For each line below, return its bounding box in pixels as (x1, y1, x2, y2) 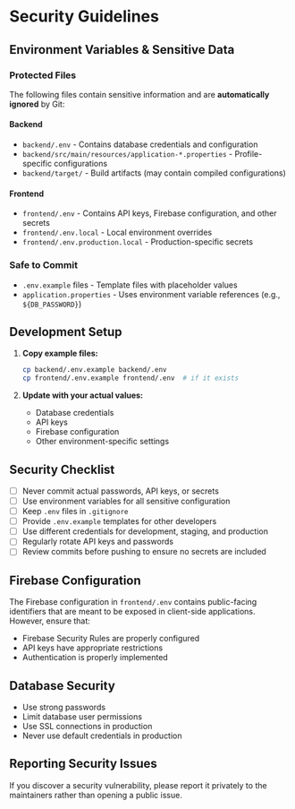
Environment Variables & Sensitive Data (9, 42, 235, 57)
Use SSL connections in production (21, 721, 153, 732)
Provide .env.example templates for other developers (21, 516, 217, 527)
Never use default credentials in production (21, 730, 182, 741)
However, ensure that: (9, 615, 91, 626)
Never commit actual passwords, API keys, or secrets (21, 486, 219, 496)
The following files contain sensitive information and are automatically (9, 89, 270, 99)
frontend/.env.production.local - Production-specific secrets (21, 237, 253, 247)
